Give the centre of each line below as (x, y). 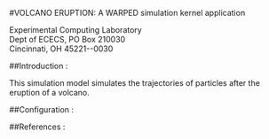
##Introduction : (39, 66)
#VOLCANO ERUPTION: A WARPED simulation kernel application (127, 13)
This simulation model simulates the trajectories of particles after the (134, 83)
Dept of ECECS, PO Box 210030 (67, 39)
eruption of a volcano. (50, 93)
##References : (37, 127)
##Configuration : (41, 109)
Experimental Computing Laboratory (75, 30)
